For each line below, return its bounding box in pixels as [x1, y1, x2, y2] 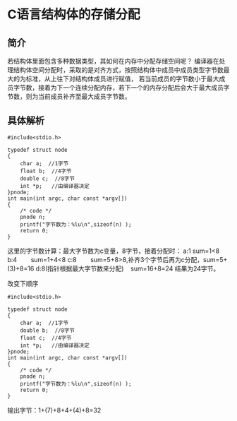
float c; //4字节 [20, 334, 72, 341]
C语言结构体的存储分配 [7, 6, 140, 23]
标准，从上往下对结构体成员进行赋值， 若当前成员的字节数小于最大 [25, 75, 219, 83]
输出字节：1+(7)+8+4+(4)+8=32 [7, 405, 102, 414]
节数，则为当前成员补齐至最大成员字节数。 [7, 93, 131, 100]
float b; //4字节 [20, 167, 72, 174]
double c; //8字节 [20, 174, 75, 182]
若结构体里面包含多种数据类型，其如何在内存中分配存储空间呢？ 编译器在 [7, 57, 219, 65]
